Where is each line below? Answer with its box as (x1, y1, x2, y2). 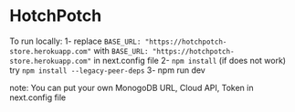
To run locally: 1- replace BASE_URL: (9, 36, 142, 46)
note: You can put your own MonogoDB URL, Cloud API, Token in (9, 82, 254, 93)
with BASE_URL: (93, 45, 149, 56)
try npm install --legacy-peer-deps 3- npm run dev (9, 65, 205, 76)
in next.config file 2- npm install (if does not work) (93, 55, 286, 66)
